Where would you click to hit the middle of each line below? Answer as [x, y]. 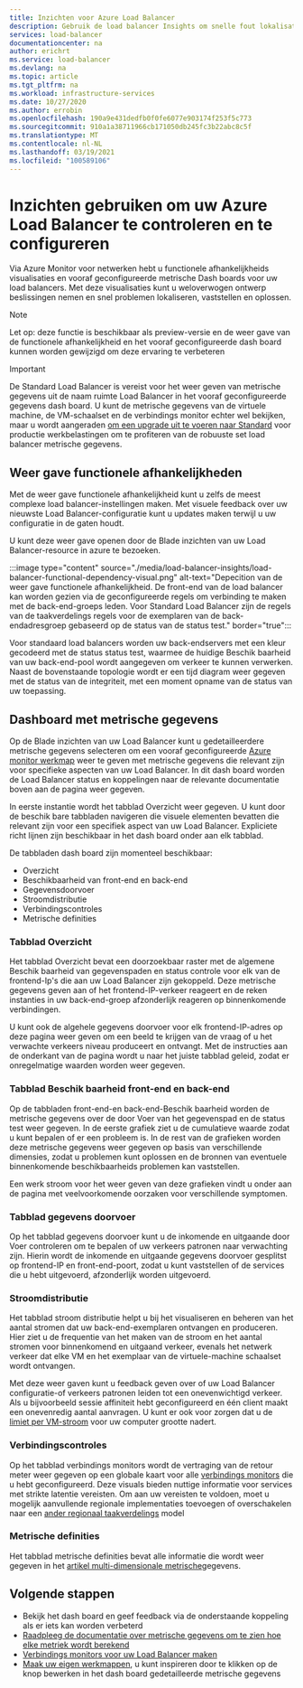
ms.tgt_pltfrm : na [44, 85]
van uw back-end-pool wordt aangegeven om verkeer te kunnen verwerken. [151, 662]
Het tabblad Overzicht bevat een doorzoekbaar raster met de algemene [142, 961]
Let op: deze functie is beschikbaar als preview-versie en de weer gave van [150, 333]
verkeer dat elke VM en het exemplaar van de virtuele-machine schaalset [145, 1356]
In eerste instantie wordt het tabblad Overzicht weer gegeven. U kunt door [147, 807]
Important [28, 369]
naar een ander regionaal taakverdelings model [97, 1513]
